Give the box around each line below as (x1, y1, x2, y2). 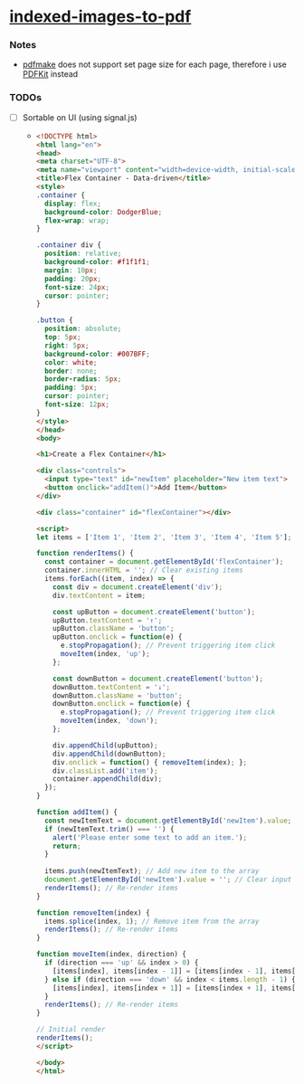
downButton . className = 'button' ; (52, 690, 183, 700)
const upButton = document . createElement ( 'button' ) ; (52, 607, 256, 616)
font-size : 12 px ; (43, 400, 110, 409)
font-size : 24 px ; (43, 282, 110, 291)
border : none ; (43, 366, 98, 376)
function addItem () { (35, 808, 118, 817)
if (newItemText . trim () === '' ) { (43, 824, 175, 833)
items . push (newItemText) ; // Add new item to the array (43, 867, 260, 876)
